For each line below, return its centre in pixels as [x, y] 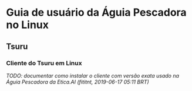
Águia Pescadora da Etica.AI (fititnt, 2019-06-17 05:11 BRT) [78, 82]
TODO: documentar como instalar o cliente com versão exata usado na [93, 75]
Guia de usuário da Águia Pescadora [96, 13]
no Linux [27, 25]
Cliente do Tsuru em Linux [44, 63]
